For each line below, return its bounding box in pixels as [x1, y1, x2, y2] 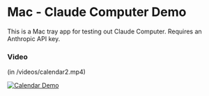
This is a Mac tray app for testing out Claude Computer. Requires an [7, 27, 202, 35]
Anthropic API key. [7, 34, 61, 42]
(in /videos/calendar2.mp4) [7, 67, 86, 77]
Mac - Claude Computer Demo [7, 4, 187, 20]
